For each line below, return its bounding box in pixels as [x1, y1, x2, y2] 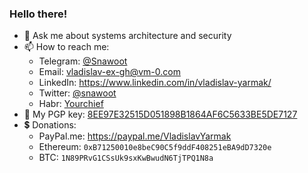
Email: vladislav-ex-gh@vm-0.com [38, 66, 181, 78]
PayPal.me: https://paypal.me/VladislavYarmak [38, 130, 232, 142]
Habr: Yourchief [38, 98, 104, 110]
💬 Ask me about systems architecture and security [23, 30, 232, 42]
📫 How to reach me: [23, 41, 110, 53]
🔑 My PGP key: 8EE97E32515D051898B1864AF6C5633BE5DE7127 [23, 108, 298, 121]
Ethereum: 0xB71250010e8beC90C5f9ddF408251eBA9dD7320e [38, 141, 272, 153]
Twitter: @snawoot [38, 87, 117, 99]
